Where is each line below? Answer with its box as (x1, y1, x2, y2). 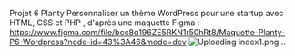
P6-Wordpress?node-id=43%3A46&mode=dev (9, 36, 187, 47)
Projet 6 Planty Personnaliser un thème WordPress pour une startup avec (9, 8, 284, 18)
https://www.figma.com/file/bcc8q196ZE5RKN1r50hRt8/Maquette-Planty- (9, 27, 286, 37)
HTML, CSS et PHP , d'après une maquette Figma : (9, 17, 200, 28)
